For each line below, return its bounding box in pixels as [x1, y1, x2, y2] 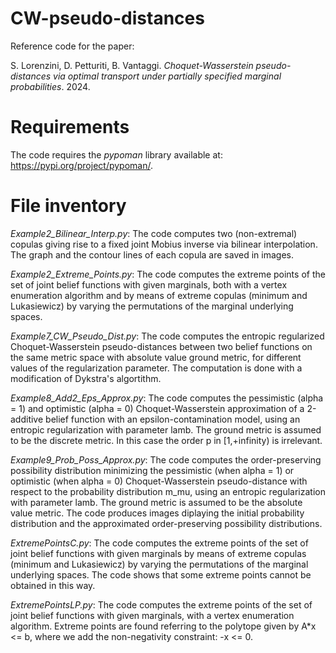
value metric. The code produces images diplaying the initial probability [10, 507, 305, 519]
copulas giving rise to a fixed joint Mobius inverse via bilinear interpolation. [10, 238, 318, 250]
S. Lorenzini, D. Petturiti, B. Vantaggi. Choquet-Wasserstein [10, 59, 254, 71]
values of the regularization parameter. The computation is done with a [10, 362, 303, 374]
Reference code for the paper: [10, 40, 135, 52]
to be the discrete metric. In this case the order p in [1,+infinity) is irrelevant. [10, 434, 323, 446]
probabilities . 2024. [10, 80, 91, 92]
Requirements [10, 116, 130, 139]
